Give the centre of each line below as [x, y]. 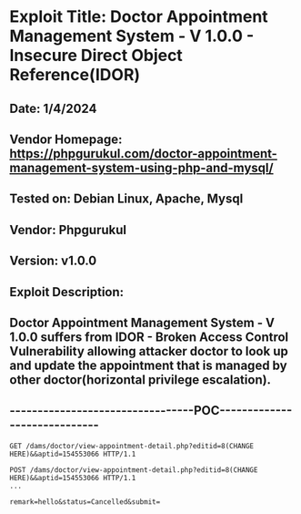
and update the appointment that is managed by [149, 365]
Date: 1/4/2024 [53, 108]
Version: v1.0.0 [53, 261]
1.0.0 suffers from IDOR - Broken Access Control [149, 337]
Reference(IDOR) [75, 75]
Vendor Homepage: [66, 139]
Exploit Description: [67, 292]
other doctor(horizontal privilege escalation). [140, 380]
